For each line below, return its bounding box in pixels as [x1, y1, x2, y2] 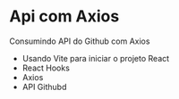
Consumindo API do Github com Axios [9, 36, 150, 46]
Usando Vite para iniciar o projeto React [21, 53, 170, 63]
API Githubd [21, 81, 67, 92]
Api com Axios [9, 6, 120, 27]
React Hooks [21, 62, 70, 73]
